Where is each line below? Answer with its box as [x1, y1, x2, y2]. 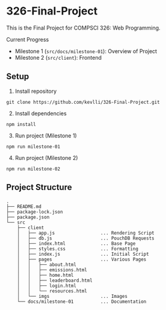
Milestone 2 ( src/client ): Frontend [14, 54, 102, 61]
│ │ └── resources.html [17, 288, 87, 294]
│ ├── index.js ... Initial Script [17, 251, 149, 257]
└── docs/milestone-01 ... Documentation [17, 299, 147, 305]
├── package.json [6, 214, 50, 220]
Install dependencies [14, 110, 67, 117]
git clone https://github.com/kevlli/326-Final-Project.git [6, 99, 161, 105]
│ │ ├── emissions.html [17, 267, 87, 273]
